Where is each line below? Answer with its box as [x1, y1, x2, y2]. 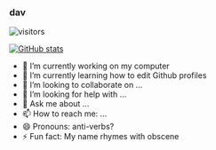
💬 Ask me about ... [21, 99, 90, 109]
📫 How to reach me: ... [21, 108, 108, 119]
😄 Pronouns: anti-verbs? [21, 122, 115, 132]
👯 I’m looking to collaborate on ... [21, 80, 143, 91]
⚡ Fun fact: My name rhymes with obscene [21, 131, 180, 142]
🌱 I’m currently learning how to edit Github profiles [21, 70, 207, 81]
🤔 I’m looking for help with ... [21, 89, 127, 99]
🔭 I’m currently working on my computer [21, 60, 171, 72]
